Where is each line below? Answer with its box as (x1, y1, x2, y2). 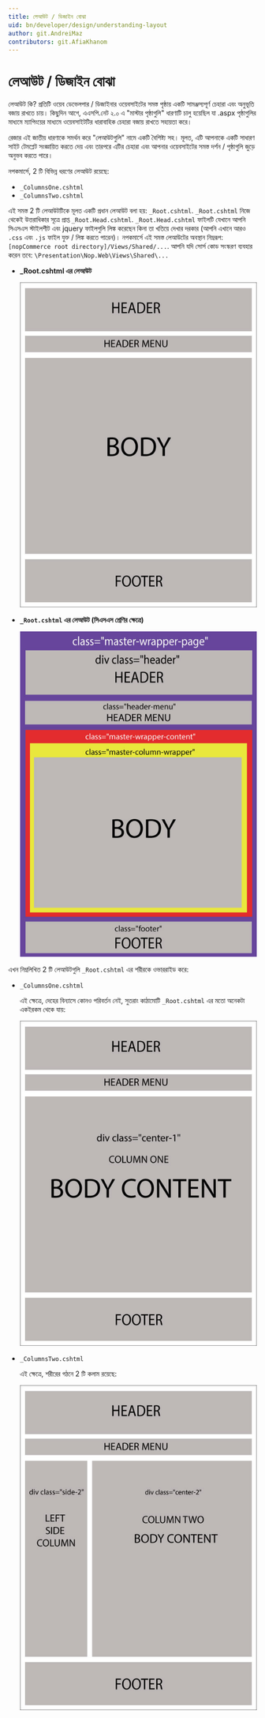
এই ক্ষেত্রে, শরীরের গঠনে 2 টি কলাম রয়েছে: (19, 1369, 118, 1378)
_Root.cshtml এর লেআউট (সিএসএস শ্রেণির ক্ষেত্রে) (19, 615, 144, 625)
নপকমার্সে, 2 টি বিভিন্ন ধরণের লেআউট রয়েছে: (8, 167, 110, 176)
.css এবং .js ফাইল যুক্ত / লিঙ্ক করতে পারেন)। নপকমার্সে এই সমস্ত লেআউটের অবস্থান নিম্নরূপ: (8, 233, 223, 242)
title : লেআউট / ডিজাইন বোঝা (8, 13, 87, 21)
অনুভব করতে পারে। (8, 151, 54, 160)
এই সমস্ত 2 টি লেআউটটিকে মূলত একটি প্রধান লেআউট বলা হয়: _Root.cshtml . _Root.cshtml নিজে (8, 206, 251, 216)
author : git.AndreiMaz (8, 29, 83, 37)
